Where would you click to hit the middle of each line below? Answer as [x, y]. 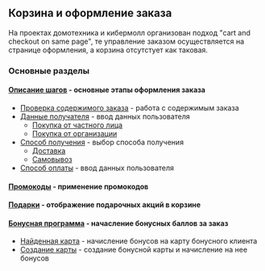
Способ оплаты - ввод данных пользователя [97, 168]
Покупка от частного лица [77, 125]
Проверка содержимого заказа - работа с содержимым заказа [129, 107]
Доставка [49, 150]
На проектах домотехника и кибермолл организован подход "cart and [130, 32]
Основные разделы [49, 70]
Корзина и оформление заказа [90, 13]
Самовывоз [52, 159]
